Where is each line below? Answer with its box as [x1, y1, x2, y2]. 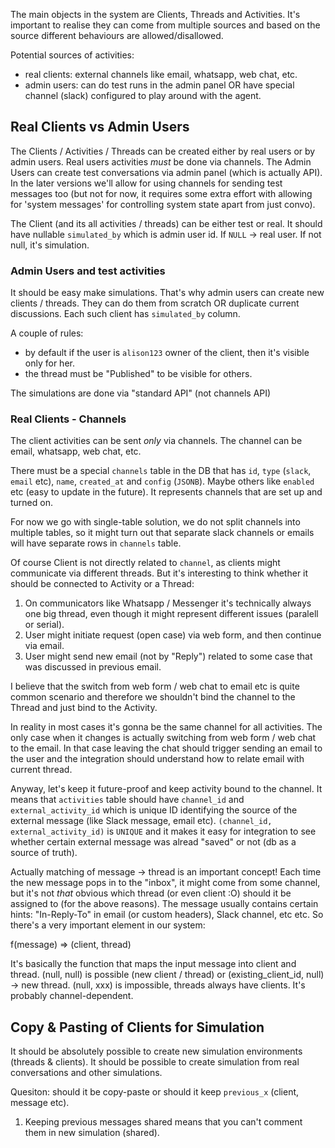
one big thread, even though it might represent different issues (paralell [24, 608, 319, 620]
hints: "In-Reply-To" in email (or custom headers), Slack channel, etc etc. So [10, 909, 324, 921]
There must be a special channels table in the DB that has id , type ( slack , [10, 465, 312, 477]
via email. [24, 640, 65, 652]
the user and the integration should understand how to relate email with [10, 753, 305, 765]
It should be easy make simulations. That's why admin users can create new [10, 287, 325, 299]
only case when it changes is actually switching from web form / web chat [10, 732, 317, 744]
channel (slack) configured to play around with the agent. [24, 90, 262, 101]
